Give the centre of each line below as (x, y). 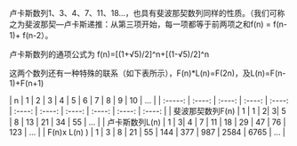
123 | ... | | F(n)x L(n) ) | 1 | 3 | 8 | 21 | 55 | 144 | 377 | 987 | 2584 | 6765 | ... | (148, 132)
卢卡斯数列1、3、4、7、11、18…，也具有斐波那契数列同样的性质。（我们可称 (147, 13)
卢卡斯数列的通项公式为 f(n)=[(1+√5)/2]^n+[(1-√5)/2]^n (109, 54)
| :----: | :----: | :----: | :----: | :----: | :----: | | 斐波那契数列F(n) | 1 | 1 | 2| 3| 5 (148, 111)
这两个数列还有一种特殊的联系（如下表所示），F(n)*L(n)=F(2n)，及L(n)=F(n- (148, 73)
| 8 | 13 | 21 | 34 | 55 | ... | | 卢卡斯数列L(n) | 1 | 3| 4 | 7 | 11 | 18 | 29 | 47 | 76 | (148, 122)
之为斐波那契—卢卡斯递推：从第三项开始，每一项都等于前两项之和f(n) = (140, 24)
